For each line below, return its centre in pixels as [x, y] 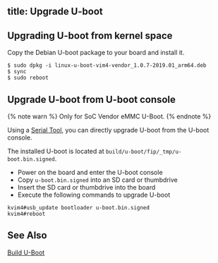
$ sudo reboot [28, 78]
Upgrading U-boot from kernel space [90, 36]
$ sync [17, 72]
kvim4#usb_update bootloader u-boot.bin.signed [79, 208]
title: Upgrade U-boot [55, 12]
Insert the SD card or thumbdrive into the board [86, 188]
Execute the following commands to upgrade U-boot [94, 195]
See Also [27, 236]
